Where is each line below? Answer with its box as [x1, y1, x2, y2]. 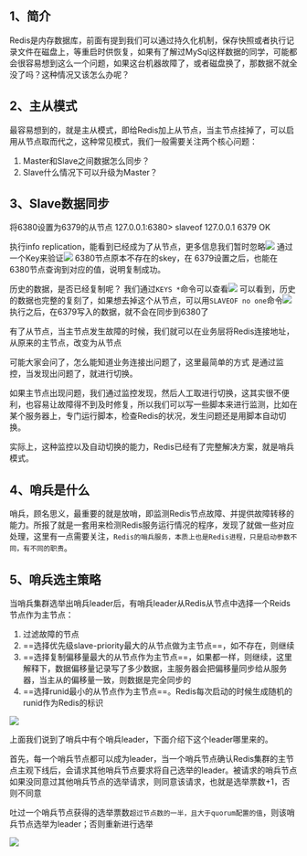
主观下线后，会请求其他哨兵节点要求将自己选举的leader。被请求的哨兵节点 [16, 765, 298, 776]
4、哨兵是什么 [9, 482, 90, 498]
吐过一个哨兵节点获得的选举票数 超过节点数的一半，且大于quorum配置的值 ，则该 [9, 808, 288, 819]
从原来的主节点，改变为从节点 [9, 337, 122, 348]
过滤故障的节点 [22, 629, 79, 640]
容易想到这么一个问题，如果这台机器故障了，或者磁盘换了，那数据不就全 [25, 58, 298, 69]
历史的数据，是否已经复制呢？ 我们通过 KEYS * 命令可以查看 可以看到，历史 [9, 284, 296, 294]
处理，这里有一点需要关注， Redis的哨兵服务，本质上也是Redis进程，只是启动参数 [9, 531, 291, 542]
